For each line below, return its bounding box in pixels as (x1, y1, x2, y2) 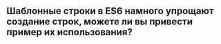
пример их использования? (6, 26, 133, 38)
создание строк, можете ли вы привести (6, 16, 193, 28)
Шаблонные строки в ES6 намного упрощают (6, 5, 215, 17)
